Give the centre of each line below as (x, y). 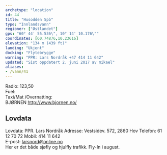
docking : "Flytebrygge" (31, 53)
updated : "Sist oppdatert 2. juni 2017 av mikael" (60, 62)
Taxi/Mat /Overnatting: (29, 97)
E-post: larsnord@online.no (34, 141)
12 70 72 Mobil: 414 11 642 (33, 136)
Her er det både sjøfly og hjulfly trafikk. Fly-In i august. (63, 147)
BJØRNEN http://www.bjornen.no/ (41, 102)
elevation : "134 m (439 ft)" (36, 43)
